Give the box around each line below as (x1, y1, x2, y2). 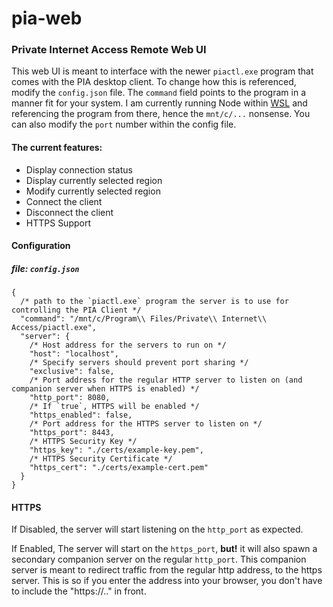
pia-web (11, 7, 83, 30)
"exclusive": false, (29, 367, 115, 377)
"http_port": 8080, (29, 393, 111, 403)
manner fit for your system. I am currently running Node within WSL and (11, 97, 308, 109)
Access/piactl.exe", (11, 323, 98, 333)
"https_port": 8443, (29, 428, 115, 438)
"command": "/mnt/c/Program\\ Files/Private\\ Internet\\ (20, 314, 268, 324)
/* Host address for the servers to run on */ (29, 340, 227, 351)
